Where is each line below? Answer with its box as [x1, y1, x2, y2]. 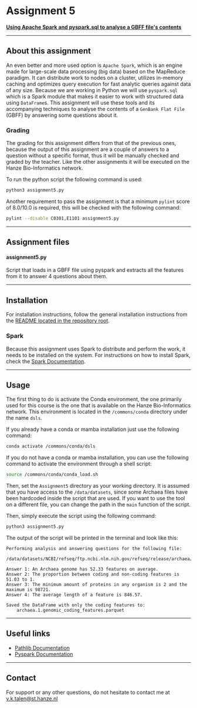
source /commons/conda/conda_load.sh [6, 471, 98, 478]
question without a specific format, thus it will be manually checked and [6, 152, 180, 159]
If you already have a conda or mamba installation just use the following [6, 426, 179, 433]
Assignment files [6, 237, 70, 247]
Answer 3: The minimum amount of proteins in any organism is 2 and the [6, 581, 188, 588]
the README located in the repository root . [6, 317, 110, 324]
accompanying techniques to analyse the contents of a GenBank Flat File [6, 105, 185, 112]
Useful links [6, 629, 51, 639]
